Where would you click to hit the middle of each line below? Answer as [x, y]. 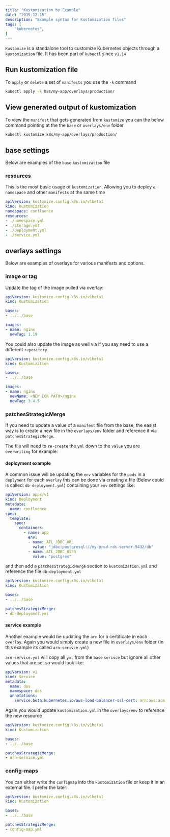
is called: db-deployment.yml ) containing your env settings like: [70, 485]
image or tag [21, 276]
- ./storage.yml [22, 225]
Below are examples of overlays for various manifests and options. [75, 263]
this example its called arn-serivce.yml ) [47, 647]
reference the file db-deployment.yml [43, 571]
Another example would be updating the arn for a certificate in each [76, 636]
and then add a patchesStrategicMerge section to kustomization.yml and [81, 566]
